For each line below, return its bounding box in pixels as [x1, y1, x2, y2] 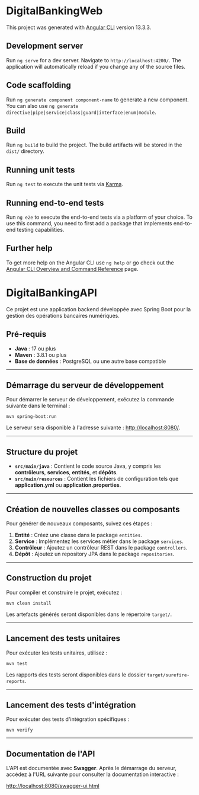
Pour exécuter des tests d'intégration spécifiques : [6, 716, 129, 723]
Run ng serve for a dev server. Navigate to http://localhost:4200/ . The [6, 56, 182, 63]
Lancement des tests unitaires [6, 633, 120, 644]
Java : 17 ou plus [14, 345, 56, 352]
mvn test [6, 660, 28, 666]
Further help [6, 243, 53, 253]
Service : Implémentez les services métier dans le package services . [14, 538, 184, 545]
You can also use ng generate [6, 102, 79, 109]
